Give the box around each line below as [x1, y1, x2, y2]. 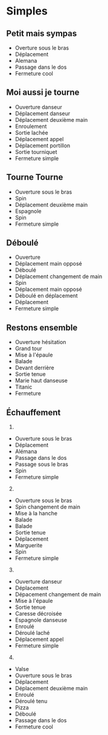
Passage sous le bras [14, 460, 68, 468]
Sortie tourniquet [14, 148, 57, 155]
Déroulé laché [14, 629, 50, 637]
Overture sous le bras [14, 44, 69, 51]
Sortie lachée [14, 129, 48, 136]
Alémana [14, 448, 37, 455]
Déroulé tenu [14, 698, 48, 705]
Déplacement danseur [14, 110, 71, 117]
